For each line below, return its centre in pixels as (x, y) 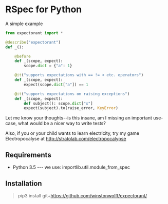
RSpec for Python (44, 9)
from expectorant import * (34, 33)
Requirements (28, 155)
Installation (24, 183)
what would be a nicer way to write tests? (62, 124)
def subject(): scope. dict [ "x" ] (59, 104)
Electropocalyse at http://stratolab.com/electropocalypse (66, 139)
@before (23, 56)
